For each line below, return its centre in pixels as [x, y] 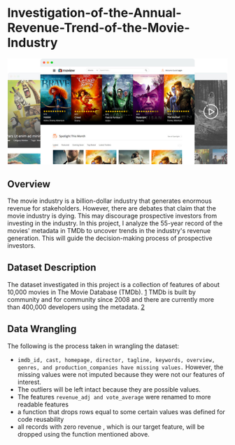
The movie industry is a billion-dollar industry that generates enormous [109, 201]
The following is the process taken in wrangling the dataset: [93, 346]
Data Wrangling [42, 329]
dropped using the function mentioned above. [84, 434]
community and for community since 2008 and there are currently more [111, 299]
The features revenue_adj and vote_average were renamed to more [114, 397]
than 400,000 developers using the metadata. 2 [76, 307]
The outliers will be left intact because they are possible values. [109, 389]
